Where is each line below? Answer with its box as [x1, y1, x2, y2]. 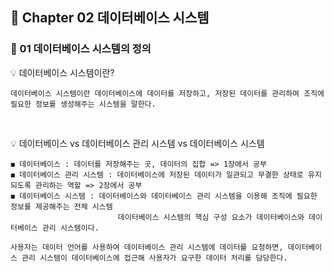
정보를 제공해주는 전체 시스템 [10, 201, 113, 212]
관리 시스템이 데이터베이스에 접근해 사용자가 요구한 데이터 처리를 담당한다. [21, 253, 288, 263]
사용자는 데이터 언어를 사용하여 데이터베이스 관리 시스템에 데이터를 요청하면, [10, 242, 284, 252]
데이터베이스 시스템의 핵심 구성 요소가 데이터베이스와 [117, 212, 305, 222]
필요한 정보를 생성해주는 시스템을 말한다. [10, 99, 157, 109]
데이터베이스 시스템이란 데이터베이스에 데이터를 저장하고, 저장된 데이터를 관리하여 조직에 [10, 88, 325, 98]
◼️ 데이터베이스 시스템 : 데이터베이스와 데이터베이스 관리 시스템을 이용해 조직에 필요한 [10, 191, 318, 201]
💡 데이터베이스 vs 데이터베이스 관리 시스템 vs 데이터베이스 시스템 [10, 137, 265, 149]
